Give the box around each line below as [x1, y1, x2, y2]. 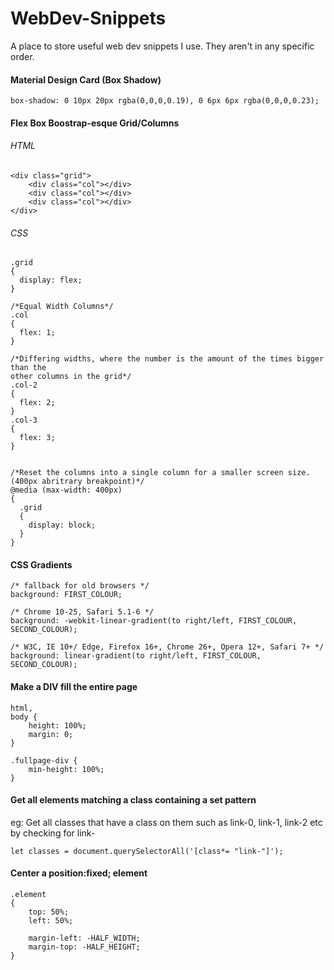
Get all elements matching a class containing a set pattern [10, 794, 257, 806]
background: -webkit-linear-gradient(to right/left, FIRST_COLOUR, [10, 616, 298, 626]
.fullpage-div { [10, 755, 78, 766]
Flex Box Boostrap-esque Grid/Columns [10, 117, 180, 129]
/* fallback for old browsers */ [10, 581, 150, 591]
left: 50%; [28, 915, 74, 926]
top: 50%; [28, 907, 70, 917]
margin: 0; [28, 729, 74, 739]
